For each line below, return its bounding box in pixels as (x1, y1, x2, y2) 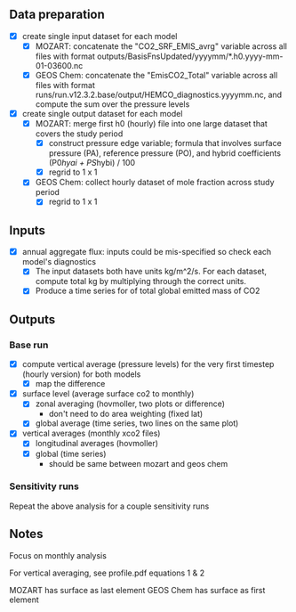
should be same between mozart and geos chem (48, 458, 228, 469)
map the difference (35, 379, 106, 389)
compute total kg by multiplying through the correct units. (35, 276, 247, 287)
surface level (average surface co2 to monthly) (21, 388, 195, 399)
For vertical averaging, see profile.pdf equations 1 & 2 (9, 567, 205, 578)
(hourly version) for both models (21, 369, 141, 379)
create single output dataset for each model (21, 109, 183, 118)
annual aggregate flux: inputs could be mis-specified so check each (21, 247, 272, 257)
